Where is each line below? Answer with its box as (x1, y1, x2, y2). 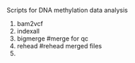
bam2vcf (16, 20, 43, 27)
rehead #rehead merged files (16, 42, 102, 50)
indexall (16, 27, 40, 35)
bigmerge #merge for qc (16, 34, 89, 43)
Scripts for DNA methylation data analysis (6, 6, 128, 14)
